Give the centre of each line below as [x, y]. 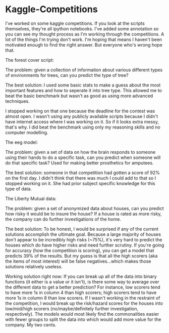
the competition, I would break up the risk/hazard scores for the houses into [84, 303]
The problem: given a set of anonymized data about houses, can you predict [84, 208]
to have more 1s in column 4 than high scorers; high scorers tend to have [81, 293]
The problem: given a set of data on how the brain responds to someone [80, 152]
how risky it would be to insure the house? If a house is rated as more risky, [83, 214]
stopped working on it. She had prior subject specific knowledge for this [80, 183]
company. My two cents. [31, 324]
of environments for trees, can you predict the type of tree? [67, 75]
